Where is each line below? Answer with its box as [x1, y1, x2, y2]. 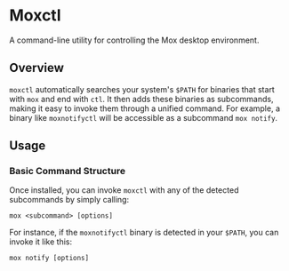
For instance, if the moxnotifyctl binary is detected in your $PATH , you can [9, 227, 279, 238]
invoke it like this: [9, 236, 73, 247]
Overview [9, 60, 65, 76]
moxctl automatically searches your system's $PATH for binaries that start [9, 84, 276, 94]
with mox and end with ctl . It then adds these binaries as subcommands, [9, 93, 274, 104]
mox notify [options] [9, 254, 90, 263]
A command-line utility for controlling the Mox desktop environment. [9, 35, 260, 45]
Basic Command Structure [9, 165, 126, 178]
